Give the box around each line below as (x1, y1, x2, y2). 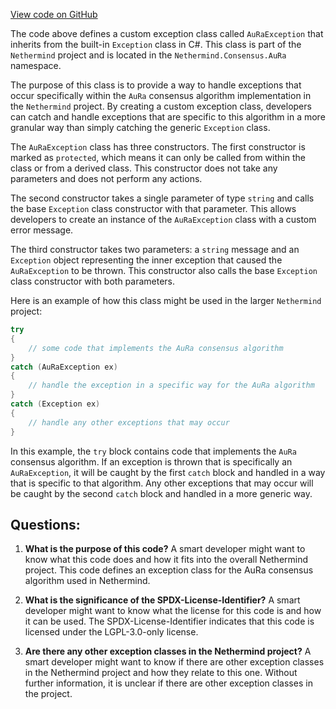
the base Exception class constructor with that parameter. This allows (10, 203, 297, 214)
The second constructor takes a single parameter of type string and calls (10, 192, 315, 204)
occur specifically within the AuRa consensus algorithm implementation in (10, 90, 312, 101)
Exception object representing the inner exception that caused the (10, 254, 283, 266)
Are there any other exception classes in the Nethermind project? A (24, 645, 312, 658)
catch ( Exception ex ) (10, 399, 101, 409)
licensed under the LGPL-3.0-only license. (24, 626, 199, 638)
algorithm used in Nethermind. (24, 575, 151, 587)
